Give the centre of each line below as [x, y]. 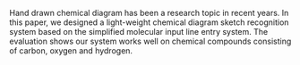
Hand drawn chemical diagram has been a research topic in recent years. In [149, 13]
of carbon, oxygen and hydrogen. [71, 51]
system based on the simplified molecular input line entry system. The [139, 32]
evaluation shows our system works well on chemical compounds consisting [150, 41]
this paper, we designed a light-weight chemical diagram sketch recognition [149, 22]
